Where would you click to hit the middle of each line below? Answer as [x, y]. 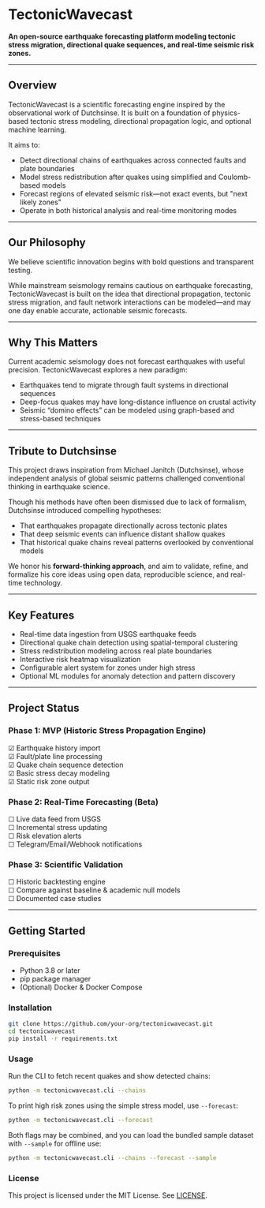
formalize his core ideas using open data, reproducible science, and [118, 574]
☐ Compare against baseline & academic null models [94, 890]
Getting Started [47, 931]
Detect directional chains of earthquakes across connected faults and [133, 160]
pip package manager [55, 978]
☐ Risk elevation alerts [45, 836]
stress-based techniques [60, 419]
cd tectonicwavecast [42, 1031]
